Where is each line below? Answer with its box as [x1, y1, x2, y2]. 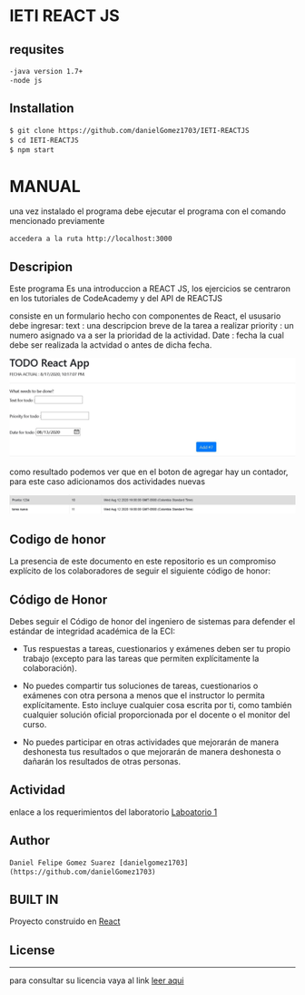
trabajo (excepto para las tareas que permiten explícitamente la [22, 653, 260, 664]
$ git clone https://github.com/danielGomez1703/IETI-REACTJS [9, 126, 250, 135]
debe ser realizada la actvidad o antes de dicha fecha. [9, 340, 212, 350]
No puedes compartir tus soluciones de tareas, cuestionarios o [22, 680, 259, 691]
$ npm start [9, 145, 54, 155]
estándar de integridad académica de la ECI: [9, 625, 175, 636]
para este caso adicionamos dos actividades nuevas [9, 476, 206, 487]
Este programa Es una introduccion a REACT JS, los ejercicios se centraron [9, 283, 290, 294]
